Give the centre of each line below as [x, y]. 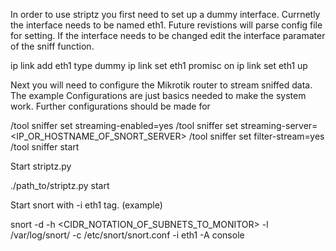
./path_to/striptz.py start [60, 185]
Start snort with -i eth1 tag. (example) [86, 205]
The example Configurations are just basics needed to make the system [158, 95]
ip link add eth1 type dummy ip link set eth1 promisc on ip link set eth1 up [159, 65]
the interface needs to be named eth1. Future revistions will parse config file [166, 25]
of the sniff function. [52, 46]
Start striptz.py [41, 166]
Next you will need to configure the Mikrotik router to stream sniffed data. [161, 85]
